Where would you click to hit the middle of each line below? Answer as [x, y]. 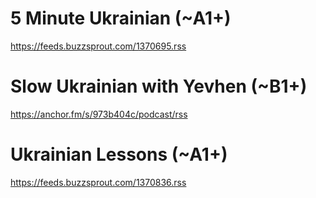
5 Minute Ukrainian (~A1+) [121, 18]
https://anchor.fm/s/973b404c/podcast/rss [99, 114]
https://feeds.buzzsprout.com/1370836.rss [98, 182]
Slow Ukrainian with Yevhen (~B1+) [159, 86]
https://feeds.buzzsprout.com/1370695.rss [98, 46]
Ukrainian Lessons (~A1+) [119, 154]
